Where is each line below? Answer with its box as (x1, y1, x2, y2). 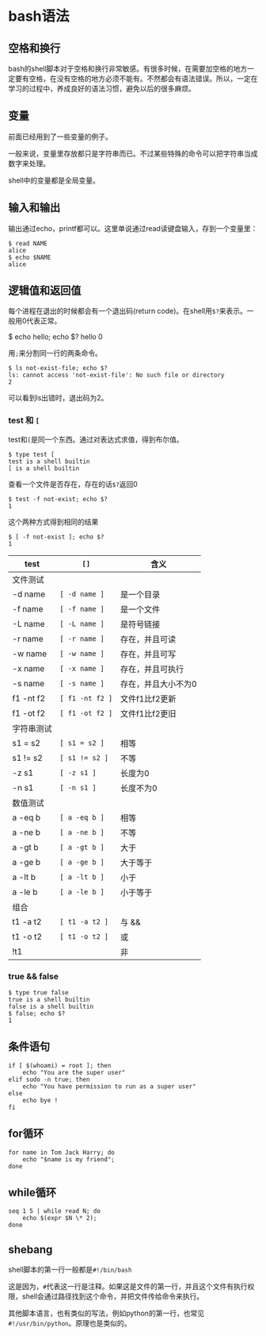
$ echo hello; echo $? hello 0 (8, 332, 103, 342)
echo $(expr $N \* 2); (22, 1214, 97, 1222)
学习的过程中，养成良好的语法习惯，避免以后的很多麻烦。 (8, 84, 196, 93)
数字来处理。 (8, 158, 50, 168)
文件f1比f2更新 (120, 693, 177, 704)
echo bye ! (22, 1096, 59, 1104)
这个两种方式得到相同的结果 (8, 517, 99, 527)
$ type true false (8, 989, 69, 997)
